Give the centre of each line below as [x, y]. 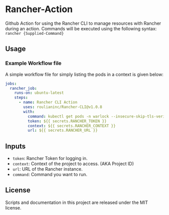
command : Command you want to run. [50, 175]
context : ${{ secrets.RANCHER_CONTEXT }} [71, 126]
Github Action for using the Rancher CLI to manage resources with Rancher [83, 23]
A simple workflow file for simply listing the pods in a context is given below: [84, 74]
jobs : [11, 84]
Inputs [16, 146]
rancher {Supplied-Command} [35, 33]
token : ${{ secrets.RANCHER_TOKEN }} [67, 121]
